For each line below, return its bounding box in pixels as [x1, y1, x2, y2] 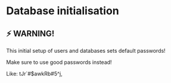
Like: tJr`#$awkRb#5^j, [6, 70, 63, 77]
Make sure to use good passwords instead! [6, 59, 112, 66]
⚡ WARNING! [6, 28, 55, 39]
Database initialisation [6, 4, 119, 18]
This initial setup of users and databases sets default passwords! [6, 47, 166, 54]
